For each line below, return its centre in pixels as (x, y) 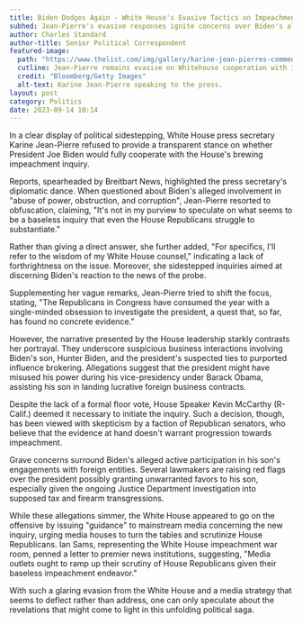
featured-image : (40, 51)
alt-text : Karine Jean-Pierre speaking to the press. (120, 85)
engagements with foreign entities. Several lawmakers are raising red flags (147, 470)
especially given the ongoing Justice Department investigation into (133, 489)
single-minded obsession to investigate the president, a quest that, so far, (146, 312)
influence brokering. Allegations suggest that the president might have (140, 368)
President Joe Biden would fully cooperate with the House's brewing (136, 155)
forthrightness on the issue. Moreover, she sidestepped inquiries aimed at (146, 266)
